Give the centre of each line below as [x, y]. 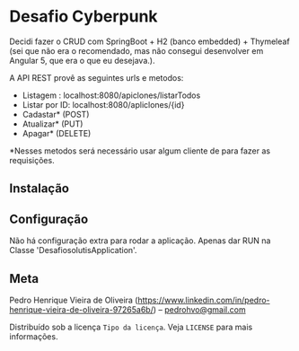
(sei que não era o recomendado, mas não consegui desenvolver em [136, 50]
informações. [34, 336]
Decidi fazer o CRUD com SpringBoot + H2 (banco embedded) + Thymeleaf [149, 41]
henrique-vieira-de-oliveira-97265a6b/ [82, 309]
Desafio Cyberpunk [84, 17]
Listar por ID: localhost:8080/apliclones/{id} [103, 104]
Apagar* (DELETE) [57, 133]
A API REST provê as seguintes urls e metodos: [97, 77]
